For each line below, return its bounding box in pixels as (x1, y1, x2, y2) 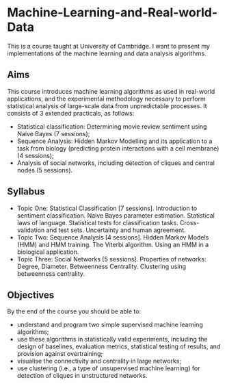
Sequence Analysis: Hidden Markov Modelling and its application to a (16, 137, 213, 145)
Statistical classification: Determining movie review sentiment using (16, 122, 207, 131)
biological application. (16, 248, 79, 256)
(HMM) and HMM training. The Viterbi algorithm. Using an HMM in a (16, 240, 209, 248)
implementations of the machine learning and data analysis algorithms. (7, 49, 206, 57)
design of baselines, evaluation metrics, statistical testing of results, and (16, 342, 221, 350)
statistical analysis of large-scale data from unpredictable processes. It (7, 101, 207, 110)
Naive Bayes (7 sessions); (16, 129, 90, 138)
